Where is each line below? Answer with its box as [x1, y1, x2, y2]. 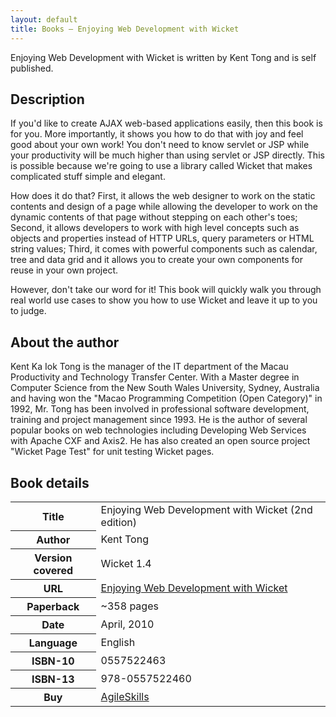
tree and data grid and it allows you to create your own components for [10, 254, 303, 266]
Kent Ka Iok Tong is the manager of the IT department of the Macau [10, 361, 289, 373]
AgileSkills [100, 690, 150, 704]
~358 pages [100, 599, 159, 613]
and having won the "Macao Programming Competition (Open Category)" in [10, 392, 323, 405]
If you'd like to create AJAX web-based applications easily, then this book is [10, 117, 323, 130]
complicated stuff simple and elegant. [10, 171, 166, 183]
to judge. [10, 305, 47, 317]
